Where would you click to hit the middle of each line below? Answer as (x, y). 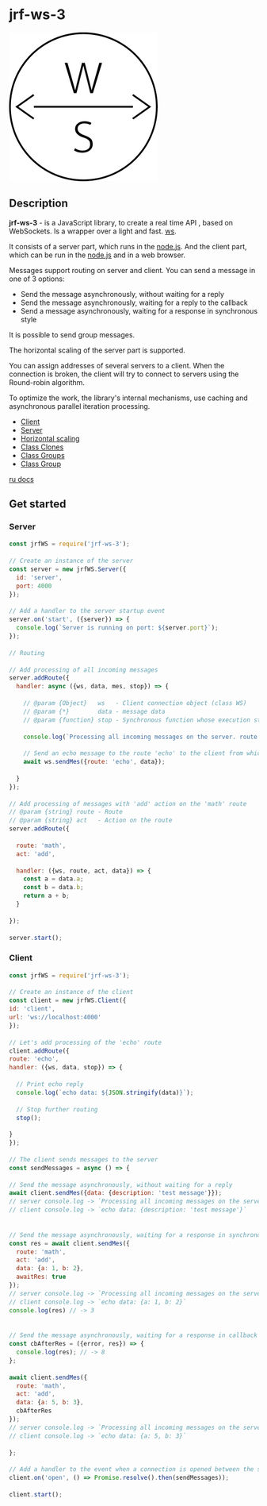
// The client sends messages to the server (84, 1159)
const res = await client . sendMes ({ (69, 1243)
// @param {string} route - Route (66, 812)
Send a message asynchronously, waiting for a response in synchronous (139, 310)
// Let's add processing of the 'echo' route (85, 1042)
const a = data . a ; (53, 879)
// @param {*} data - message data (94, 711)
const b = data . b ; (53, 888)
